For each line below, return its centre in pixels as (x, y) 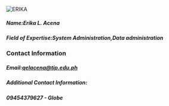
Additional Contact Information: (47, 83)
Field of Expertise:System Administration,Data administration (85, 38)
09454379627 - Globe (35, 98)
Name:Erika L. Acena (33, 23)
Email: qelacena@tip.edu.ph (42, 67)
